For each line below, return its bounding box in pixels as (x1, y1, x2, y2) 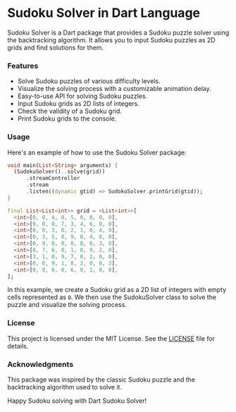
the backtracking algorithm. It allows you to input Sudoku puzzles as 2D (7, 35, 216, 44)
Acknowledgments (7, 359, 74, 369)
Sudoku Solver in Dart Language (7, 5, 201, 21)
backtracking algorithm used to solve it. (7, 383, 122, 391)
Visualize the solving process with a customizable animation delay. (17, 85, 211, 93)
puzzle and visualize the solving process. (7, 301, 127, 309)
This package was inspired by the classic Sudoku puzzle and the (7, 375, 196, 384)
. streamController (25, 175, 80, 182)
